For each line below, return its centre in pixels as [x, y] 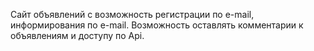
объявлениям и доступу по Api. [77, 35]
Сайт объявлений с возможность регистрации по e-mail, [132, 14]
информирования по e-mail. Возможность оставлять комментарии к [157, 25]
